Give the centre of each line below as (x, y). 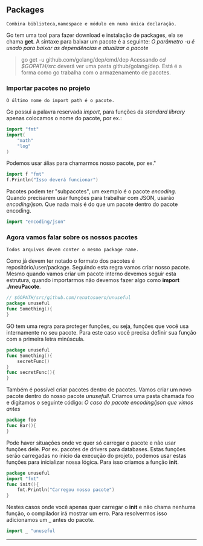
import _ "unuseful (31, 531)
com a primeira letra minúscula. (46, 339)
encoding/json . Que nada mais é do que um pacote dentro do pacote (92, 204)
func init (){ (23, 484)
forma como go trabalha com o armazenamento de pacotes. (96, 72)
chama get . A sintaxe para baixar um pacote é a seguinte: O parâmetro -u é (101, 41)
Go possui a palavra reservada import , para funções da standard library (96, 112)
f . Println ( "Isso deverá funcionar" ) (52, 180)
